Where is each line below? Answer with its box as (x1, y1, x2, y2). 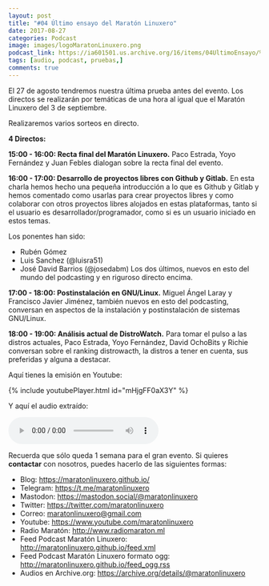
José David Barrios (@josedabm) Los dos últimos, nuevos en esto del (19, 263, 250, 273)
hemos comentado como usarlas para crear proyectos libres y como (8, 190, 234, 200)
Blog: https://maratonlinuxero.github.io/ (19, 474, 151, 484)
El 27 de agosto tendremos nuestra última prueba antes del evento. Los (8, 86, 244, 95)
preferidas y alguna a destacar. (8, 354, 111, 364)
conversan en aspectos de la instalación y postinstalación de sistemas (8, 305, 240, 315)
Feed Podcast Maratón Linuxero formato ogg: (19, 551, 171, 560)
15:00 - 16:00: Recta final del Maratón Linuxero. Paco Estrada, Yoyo (8, 149, 236, 159)
